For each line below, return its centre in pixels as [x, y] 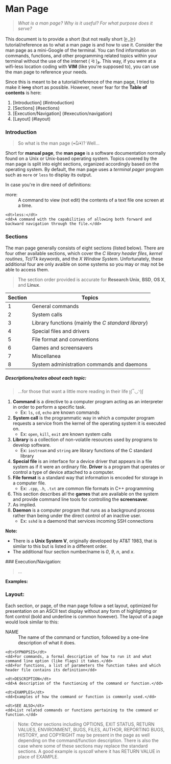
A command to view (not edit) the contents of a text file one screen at [91, 200]
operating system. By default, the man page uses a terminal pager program [84, 170]
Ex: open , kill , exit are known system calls [66, 434]
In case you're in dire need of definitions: [48, 185]
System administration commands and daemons [90, 364]
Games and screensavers [63, 348]
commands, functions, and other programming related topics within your [81, 55]
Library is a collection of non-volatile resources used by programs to [85, 439]
